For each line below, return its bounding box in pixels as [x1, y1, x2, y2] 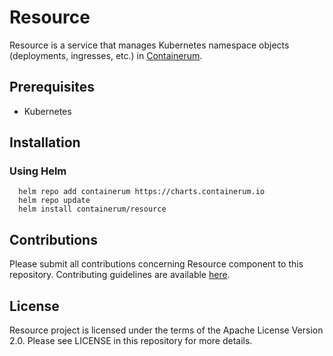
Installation [9, 134, 81, 151]
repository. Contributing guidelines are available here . [9, 269, 231, 281]
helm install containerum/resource [18, 204, 167, 215]
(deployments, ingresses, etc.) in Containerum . [9, 49, 203, 61]
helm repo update [18, 196, 91, 206]
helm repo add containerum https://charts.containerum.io [18, 187, 266, 197]
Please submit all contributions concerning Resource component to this [9, 258, 304, 270]
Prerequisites [9, 79, 95, 96]
